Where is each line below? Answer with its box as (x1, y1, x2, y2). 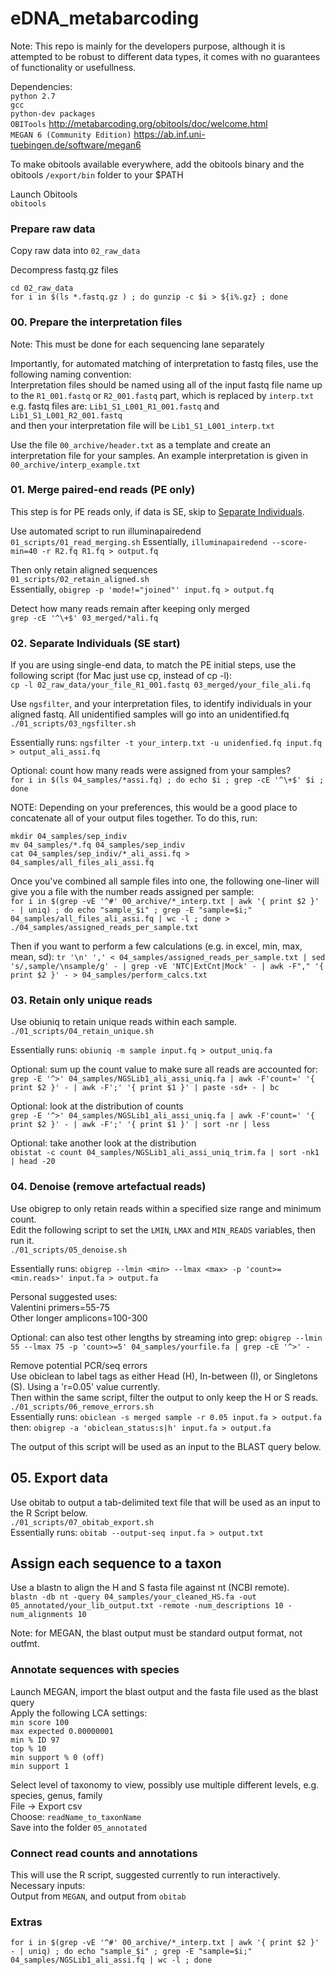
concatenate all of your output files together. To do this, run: (10, 812, 258, 824)
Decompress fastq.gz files (10, 264, 119, 276)
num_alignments (10, 1610, 74, 1620)
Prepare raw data (10, 222, 96, 236)
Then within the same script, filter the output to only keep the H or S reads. (10, 1391, 319, 1403)
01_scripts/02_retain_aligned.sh (10, 574, 150, 584)
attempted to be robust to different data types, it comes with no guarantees (10, 50, 321, 62)
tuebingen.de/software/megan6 (10, 138, 142, 151)
